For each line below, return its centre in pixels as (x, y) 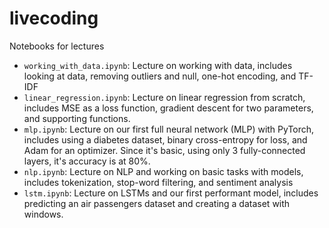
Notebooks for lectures (57, 46)
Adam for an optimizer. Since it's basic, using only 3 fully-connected (164, 150)
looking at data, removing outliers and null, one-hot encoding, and (160, 76)
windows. (43, 214)
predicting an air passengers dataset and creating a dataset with (157, 203)
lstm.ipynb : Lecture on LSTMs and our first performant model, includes (171, 193)
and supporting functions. (77, 118)
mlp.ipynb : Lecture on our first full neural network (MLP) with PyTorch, (169, 129)
